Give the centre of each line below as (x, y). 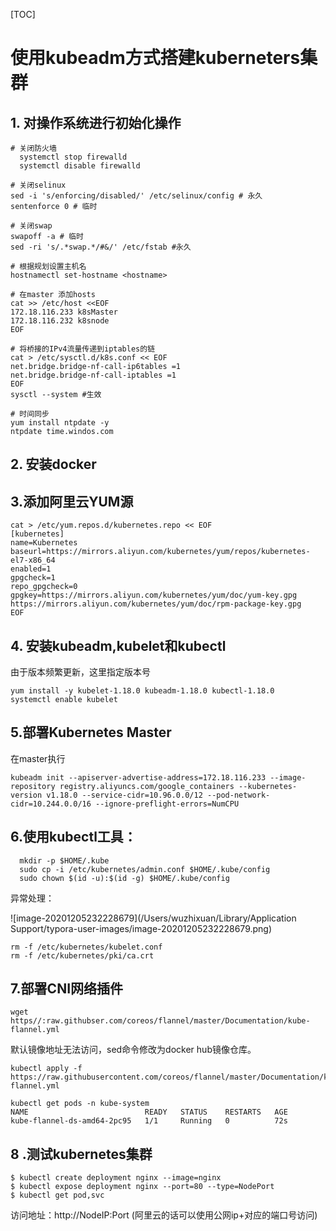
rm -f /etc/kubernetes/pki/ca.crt (82, 955)
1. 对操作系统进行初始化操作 (96, 122)
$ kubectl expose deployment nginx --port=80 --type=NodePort (142, 1187)
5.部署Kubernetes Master (91, 732)
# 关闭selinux (38, 185)
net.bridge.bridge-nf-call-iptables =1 (93, 375)
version (26, 795)
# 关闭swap (31, 226)
